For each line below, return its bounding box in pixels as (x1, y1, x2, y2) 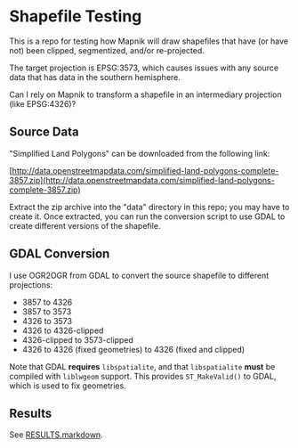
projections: (9, 279, 53, 290)
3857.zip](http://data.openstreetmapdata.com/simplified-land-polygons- (9, 175, 276, 185)
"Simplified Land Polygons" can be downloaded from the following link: (9, 148, 270, 159)
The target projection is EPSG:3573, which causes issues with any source (9, 62, 278, 73)
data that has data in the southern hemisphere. (9, 71, 181, 82)
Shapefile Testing (9, 6, 142, 27)
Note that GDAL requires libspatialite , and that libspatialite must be (9, 361, 276, 371)
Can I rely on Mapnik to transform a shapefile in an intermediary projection (9, 89, 282, 100)
